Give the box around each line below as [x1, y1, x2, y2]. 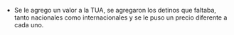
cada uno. [14, 21, 44, 29]
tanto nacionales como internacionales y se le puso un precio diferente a [14, 13, 228, 22]
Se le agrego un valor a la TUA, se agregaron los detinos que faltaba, [14, 6, 217, 14]
